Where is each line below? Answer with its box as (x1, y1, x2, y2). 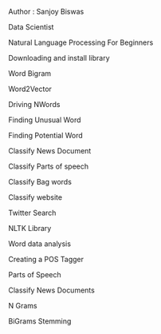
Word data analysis (8, 239, 72, 249)
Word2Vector (8, 84, 52, 93)
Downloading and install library (8, 54, 110, 62)
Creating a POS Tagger (8, 255, 84, 264)
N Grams (8, 301, 37, 310)
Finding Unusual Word (8, 115, 81, 125)
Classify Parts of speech (8, 161, 89, 171)
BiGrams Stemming (8, 316, 72, 326)
